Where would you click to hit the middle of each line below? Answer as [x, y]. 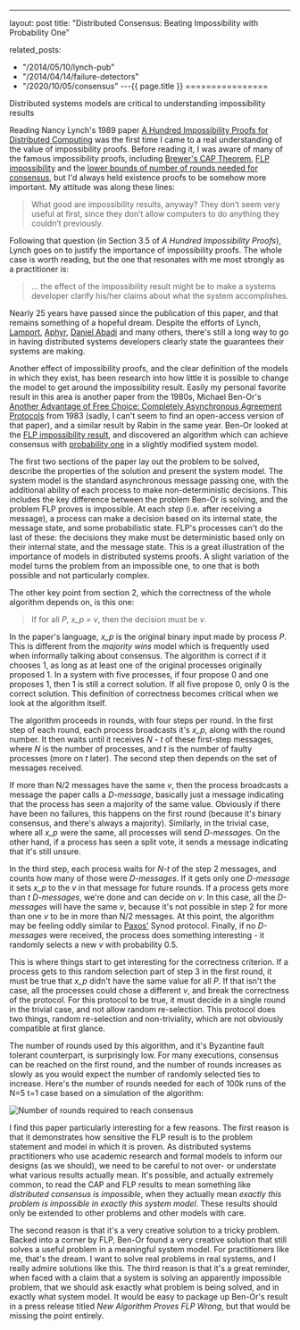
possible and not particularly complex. [79, 575]
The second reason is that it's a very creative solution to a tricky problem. [145, 1230]
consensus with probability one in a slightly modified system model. [134, 444]
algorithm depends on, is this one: [72, 602]
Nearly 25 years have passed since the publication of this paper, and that [144, 313]
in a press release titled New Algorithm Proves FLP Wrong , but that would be [150, 1306]
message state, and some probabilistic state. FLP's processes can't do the [146, 528]
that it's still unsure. [46, 852]
